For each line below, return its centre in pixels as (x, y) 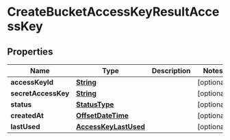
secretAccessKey (40, 93)
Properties (30, 52)
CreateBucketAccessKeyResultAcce (113, 12)
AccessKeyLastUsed (111, 127)
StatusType (95, 104)
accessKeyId (32, 82)
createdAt (27, 115)
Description (171, 71)
